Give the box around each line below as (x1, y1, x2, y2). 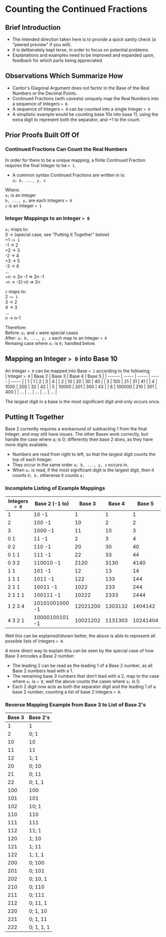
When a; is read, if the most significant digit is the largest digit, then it (12, 467, 155, 473)
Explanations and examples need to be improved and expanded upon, (12, 52, 155, 58)
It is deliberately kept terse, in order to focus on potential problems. (12, 47, 150, 53)
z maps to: (5, 289, 27, 294)
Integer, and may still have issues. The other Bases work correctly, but (5, 431, 148, 437)
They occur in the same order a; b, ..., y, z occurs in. (12, 462, 128, 468)
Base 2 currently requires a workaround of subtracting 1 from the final (5, 426, 147, 432)
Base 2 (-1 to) (34, 500, 69, 507)
